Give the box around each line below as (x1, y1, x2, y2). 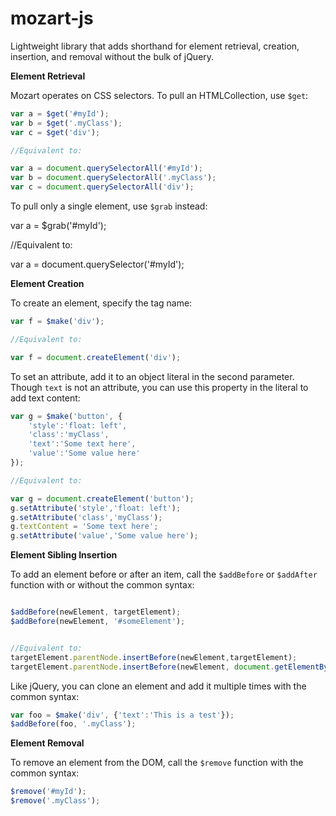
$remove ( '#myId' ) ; (10, 787, 87, 797)
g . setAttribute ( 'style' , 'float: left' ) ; (10, 503, 182, 513)
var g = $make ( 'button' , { (10, 411, 123, 421)
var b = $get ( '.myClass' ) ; (10, 118, 123, 128)
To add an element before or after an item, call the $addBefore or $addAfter (10, 568, 318, 581)
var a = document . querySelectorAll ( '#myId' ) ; (10, 163, 203, 174)
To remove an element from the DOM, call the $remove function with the (10, 757, 304, 769)
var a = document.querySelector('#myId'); (10, 258, 185, 271)
